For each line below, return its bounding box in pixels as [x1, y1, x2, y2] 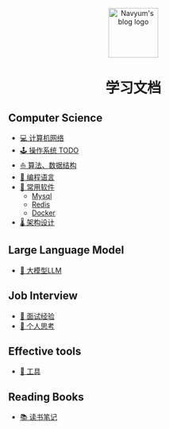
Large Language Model [8, 243, 125, 257]
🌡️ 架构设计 [19, 218, 56, 226]
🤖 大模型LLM [19, 265, 62, 275]
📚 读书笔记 [19, 412, 58, 422]
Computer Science [8, 111, 103, 125]
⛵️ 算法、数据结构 [19, 160, 77, 170]
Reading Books [8, 390, 85, 404]
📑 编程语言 [19, 172, 55, 182]
